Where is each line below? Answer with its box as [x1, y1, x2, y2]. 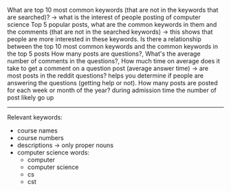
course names [16, 126, 58, 135]
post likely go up [7, 93, 54, 102]
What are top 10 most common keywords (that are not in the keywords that [7, 6, 219, 14]
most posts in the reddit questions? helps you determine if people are [7, 71, 204, 80]
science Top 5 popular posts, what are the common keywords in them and [7, 21, 217, 28]
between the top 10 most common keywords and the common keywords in [7, 43, 219, 50]
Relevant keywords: [7, 113, 63, 121]
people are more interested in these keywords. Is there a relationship [7, 35, 201, 43]
